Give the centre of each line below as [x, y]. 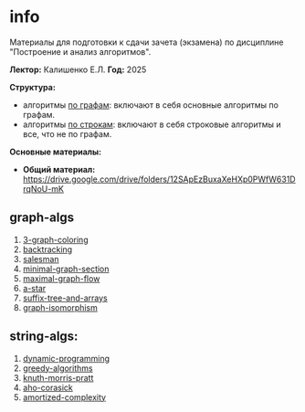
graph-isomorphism [60, 307]
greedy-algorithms [58, 368]
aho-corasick [47, 387]
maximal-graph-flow [61, 278]
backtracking [47, 249]
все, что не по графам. [67, 133]
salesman [41, 259]
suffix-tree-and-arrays [65, 298]
